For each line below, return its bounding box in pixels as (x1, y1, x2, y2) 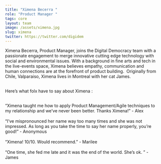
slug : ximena (5, 30, 32, 35)
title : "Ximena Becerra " (5, 7, 57, 12)
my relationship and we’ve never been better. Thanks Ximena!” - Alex (5, 108, 144, 113)
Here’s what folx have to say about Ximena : (5, 88, 93, 94)
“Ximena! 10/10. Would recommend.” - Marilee (5, 139, 97, 145)
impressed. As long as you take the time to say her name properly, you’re (5, 123, 152, 129)
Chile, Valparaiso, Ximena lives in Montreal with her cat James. (5, 73, 131, 79)
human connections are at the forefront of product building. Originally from (5, 68, 157, 74)
